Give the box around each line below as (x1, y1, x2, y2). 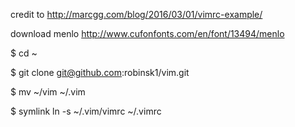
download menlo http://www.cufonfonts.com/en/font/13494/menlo (10, 28, 285, 39)
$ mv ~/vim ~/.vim (10, 86, 86, 98)
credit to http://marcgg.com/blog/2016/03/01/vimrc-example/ (10, 9, 263, 20)
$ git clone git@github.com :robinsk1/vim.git (10, 67, 190, 78)
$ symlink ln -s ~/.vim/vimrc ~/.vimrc (10, 105, 162, 117)
